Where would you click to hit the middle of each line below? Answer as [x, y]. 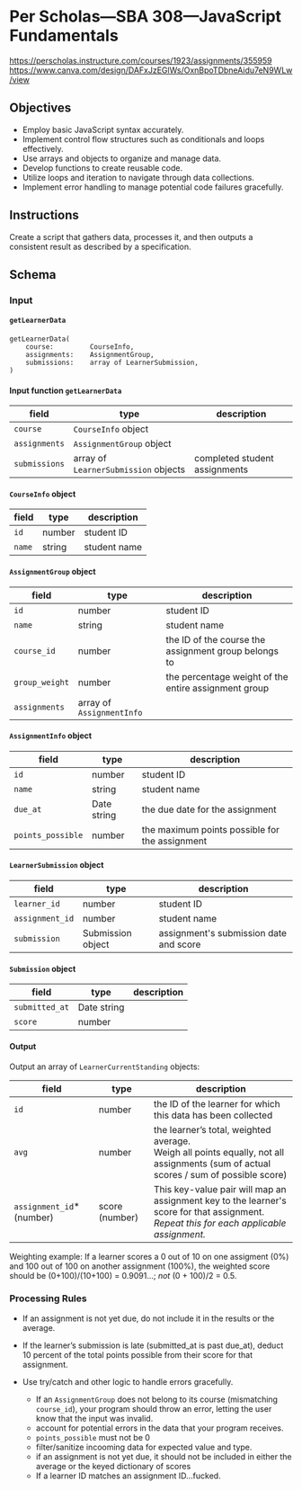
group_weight [42, 682]
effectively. [43, 148]
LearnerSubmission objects [129, 469]
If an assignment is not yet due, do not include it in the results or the [148, 1318]
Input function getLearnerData [66, 390]
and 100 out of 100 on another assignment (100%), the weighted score [140, 1266]
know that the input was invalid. [94, 1418]
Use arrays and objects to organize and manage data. [122, 158]
